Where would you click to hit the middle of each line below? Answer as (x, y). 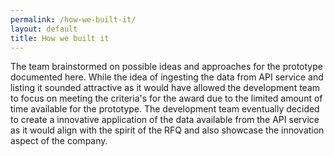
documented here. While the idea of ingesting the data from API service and (167, 77)
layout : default (44, 29)
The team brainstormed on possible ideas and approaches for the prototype (166, 67)
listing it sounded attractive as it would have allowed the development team (165, 88)
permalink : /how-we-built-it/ (73, 19)
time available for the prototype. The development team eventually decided (165, 109)
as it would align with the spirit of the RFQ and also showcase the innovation (167, 130)
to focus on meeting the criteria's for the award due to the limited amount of (166, 98)
